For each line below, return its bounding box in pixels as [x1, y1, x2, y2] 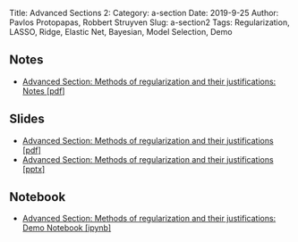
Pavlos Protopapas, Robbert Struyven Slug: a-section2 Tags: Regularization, [9, 17, 290, 28]
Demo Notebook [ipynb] [21, 222, 112, 233]
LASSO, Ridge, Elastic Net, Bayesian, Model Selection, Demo [9, 27, 233, 37]
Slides [9, 112, 45, 127]
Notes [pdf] [21, 85, 65, 96]
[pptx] [21, 163, 46, 174]
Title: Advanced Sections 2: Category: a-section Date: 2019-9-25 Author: [9, 8, 279, 18]
